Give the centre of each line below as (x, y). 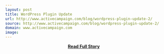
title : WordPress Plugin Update (39, 14)
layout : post (19, 10)
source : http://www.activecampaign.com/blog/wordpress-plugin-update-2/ (82, 23)
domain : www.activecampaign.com (39, 28)
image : (12, 32)
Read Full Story (84, 46)
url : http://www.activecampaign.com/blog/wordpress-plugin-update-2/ (79, 19)
